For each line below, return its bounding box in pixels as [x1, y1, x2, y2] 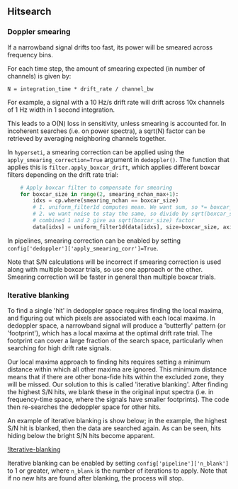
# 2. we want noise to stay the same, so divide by [33, 210, 189, 218]
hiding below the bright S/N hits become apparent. [7, 432, 155, 440]
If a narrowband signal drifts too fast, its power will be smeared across [7, 42, 213, 52]
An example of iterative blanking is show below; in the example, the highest [7, 417, 227, 425]
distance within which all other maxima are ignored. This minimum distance [7, 365, 227, 374]
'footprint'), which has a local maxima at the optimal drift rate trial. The [7, 329, 212, 338]
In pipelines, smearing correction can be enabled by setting [7, 236, 181, 245]
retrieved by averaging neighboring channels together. [7, 134, 166, 142]
